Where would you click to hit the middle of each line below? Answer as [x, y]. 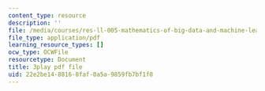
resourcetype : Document [47, 60]
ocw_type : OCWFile [38, 52]
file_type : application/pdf [54, 38]
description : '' [35, 23]
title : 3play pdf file [45, 67]
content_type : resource [47, 15]
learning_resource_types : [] [56, 45]
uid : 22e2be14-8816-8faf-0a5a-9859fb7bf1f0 [81, 74]
